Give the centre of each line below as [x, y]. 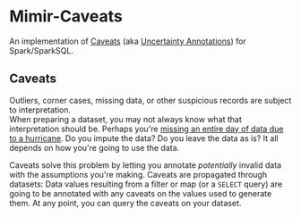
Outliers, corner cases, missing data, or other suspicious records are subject [150, 100]
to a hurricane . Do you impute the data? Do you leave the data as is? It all [144, 138]
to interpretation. [40, 110]
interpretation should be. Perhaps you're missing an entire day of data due [146, 129]
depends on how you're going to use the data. [95, 147]
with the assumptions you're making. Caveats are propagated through [138, 174]
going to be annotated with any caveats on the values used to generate [141, 193]
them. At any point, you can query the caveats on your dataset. [125, 203]
